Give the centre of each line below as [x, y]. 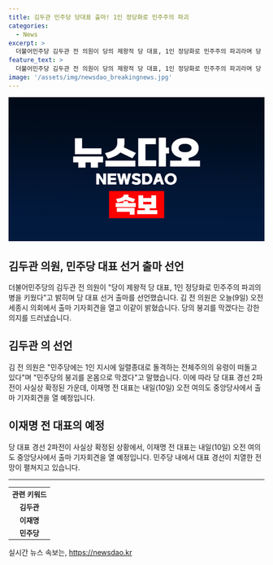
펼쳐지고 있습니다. [52, 467]
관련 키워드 [29, 495]
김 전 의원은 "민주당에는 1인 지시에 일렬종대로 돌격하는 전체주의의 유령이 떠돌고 [133, 367]
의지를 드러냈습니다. [40, 318]
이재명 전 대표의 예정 [56, 426]
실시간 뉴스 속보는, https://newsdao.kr [70, 553]
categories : [28, 26]
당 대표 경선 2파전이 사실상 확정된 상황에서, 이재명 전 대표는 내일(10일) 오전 [127, 447]
